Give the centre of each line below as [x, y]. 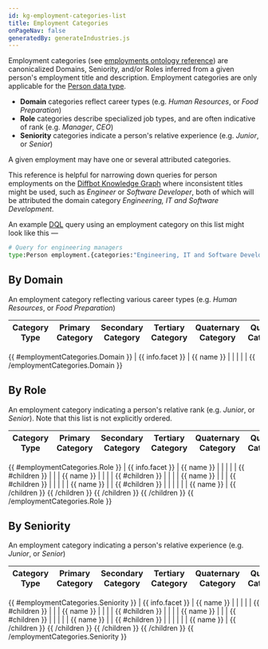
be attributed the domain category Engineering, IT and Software [114, 201]
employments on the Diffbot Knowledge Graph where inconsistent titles [126, 184]
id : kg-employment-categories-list [67, 16]
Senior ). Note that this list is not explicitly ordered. [91, 418]
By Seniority [39, 526]
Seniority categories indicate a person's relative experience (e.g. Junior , [139, 136]
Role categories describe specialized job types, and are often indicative [138, 119]
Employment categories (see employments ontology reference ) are [118, 61]
